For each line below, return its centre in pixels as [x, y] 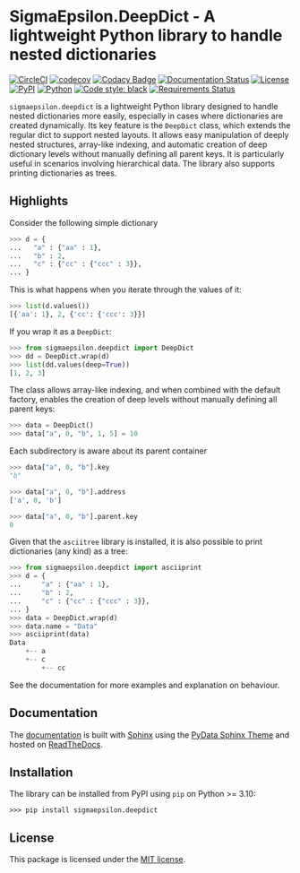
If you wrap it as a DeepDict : [60, 331]
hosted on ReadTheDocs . [56, 744]
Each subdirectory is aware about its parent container [108, 451]
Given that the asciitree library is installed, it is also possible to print [136, 542]
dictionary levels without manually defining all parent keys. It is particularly [147, 153]
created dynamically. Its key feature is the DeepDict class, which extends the [150, 125]
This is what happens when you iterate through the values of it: [125, 290]
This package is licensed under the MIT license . [98, 860]
